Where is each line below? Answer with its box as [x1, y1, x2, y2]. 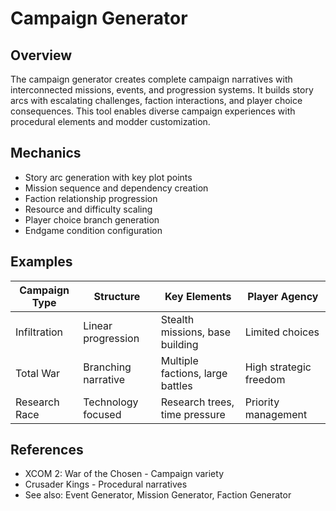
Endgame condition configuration [24, 224, 163, 236]
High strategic [244, 360, 312, 374]
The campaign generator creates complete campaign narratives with [10, 73, 293, 85]
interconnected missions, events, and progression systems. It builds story [10, 84, 314, 96]
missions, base [160, 325, 232, 339]
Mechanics [10, 145, 82, 162]
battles [160, 378, 193, 392]
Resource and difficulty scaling [24, 203, 153, 215]
